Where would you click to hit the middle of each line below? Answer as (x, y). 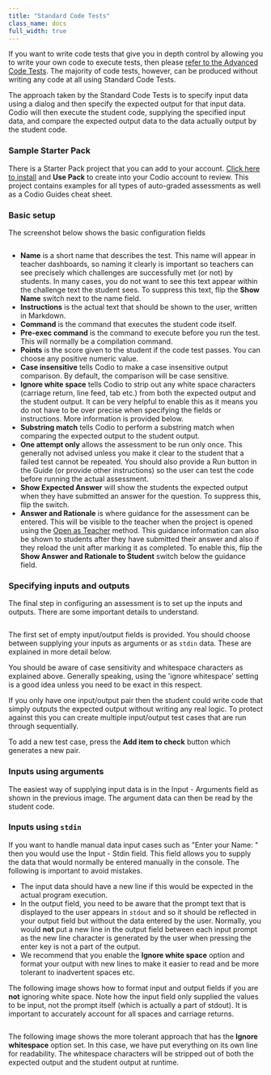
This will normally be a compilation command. (96, 341)
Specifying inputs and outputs (69, 586)
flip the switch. (45, 504)
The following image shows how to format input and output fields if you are (133, 988)
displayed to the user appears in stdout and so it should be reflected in (138, 912)
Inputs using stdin (45, 827)
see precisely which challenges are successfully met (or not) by (126, 273)
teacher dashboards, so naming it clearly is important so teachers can (137, 264)
